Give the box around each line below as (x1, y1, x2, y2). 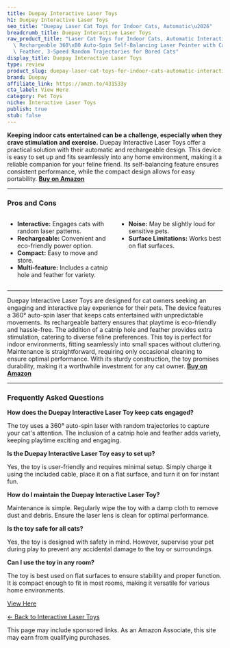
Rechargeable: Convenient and (16, 234, 106, 242)
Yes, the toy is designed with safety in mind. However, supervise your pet (7, 538, 214, 546)
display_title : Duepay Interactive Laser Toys (7, 55, 142, 62)
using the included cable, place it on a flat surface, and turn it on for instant (7, 470, 220, 479)
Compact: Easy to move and (16, 248, 98, 257)
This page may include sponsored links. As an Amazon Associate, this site (7, 626, 216, 634)
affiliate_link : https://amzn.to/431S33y (7, 80, 127, 87)
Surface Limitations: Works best (128, 234, 221, 242)
